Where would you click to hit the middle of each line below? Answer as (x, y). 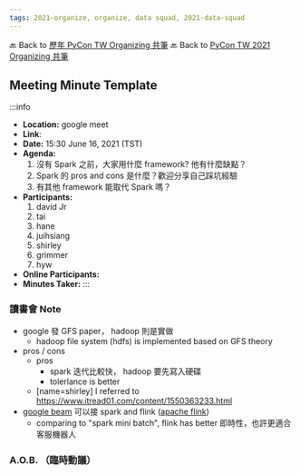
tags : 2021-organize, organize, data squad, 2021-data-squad (127, 18)
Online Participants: (61, 274)
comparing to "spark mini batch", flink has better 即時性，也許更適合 (164, 422)
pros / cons (44, 351)
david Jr (51, 207)
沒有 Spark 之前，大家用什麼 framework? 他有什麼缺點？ (141, 164)
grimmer (52, 255)
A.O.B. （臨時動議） (53, 459)
